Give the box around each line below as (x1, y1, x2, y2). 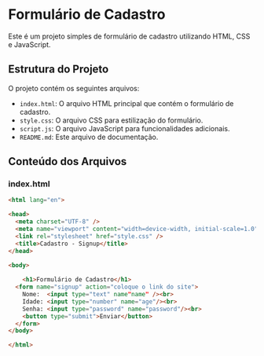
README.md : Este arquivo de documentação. (19, 132, 159, 141)
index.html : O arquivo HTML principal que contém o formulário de (19, 98, 234, 108)
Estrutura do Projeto (8, 63, 109, 76)
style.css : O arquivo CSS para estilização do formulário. (19, 116, 203, 125)
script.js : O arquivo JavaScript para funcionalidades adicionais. (19, 123, 230, 133)
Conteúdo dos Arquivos (8, 155, 127, 168)
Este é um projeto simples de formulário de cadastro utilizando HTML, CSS (8, 31, 251, 41)
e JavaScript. (8, 39, 51, 49)
